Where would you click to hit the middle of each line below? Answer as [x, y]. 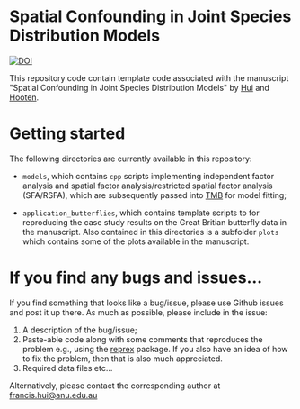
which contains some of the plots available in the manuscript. [136, 241]
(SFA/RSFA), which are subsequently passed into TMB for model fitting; [154, 195]
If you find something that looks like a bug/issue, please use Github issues [147, 303]
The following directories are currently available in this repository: [131, 159]
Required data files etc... [67, 368]
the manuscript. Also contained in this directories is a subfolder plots [150, 232]
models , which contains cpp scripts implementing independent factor [148, 176]
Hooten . [24, 97]
